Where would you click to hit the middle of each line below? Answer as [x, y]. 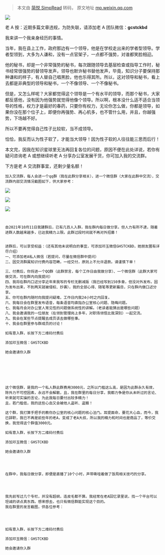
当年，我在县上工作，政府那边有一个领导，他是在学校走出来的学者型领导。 [80, 48]
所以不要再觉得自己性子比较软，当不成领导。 [50, 129]
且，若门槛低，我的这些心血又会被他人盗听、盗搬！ [49, 403]
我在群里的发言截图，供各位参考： [34, 507]
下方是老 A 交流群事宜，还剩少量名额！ [44, 166]
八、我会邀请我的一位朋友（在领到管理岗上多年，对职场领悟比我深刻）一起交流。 [74, 313]
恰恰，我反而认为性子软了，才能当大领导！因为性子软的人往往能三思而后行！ [82, 139]
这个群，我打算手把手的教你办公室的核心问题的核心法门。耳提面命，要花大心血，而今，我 [82, 413]
